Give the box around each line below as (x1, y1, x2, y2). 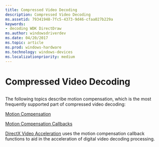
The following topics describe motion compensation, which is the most (5, 96, 151, 102)
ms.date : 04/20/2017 (5, 36, 49, 41)
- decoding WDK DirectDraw (5, 26, 62, 31)
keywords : (5, 21, 26, 27)
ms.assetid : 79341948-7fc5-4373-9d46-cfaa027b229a (5, 17, 113, 22)
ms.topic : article (5, 40, 44, 45)
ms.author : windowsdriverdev (5, 31, 66, 36)
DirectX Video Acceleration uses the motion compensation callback (5, 130, 144, 136)
